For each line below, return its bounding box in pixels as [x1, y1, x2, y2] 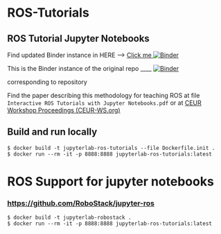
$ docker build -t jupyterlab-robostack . [7, 214, 132, 222]
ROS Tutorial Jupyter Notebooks [7, 33, 150, 44]
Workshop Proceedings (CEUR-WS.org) [7, 106, 121, 114]
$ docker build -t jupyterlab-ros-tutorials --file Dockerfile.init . [7, 144, 215, 151]
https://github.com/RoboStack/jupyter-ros [7, 198, 154, 208]
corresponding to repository [7, 78, 88, 86]
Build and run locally [7, 126, 98, 138]
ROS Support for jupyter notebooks [7, 174, 215, 189]
